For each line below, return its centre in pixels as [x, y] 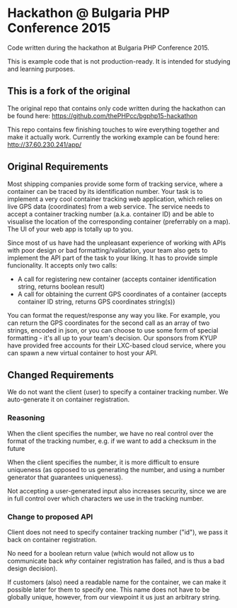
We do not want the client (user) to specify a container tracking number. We [118, 392]
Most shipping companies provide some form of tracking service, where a [115, 184]
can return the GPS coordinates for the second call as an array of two [109, 323]
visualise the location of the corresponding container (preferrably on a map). [119, 222]
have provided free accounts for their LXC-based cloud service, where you [117, 345]
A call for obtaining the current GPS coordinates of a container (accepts [122, 294]
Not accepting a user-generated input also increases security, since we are [117, 491]
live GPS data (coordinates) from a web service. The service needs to [109, 206]
